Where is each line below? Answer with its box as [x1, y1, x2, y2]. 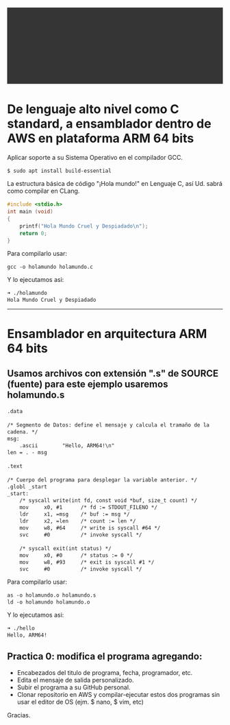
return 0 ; [19, 230, 48, 237]
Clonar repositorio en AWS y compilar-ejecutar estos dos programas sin [16, 691, 220, 699]
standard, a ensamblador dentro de [7, 116, 212, 132]
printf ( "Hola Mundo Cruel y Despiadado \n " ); [19, 222, 149, 230]
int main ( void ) [7, 209, 53, 215]
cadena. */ [7, 429, 38, 436]
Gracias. [7, 711, 31, 720]
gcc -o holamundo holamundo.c [7, 263, 94, 271]
